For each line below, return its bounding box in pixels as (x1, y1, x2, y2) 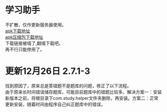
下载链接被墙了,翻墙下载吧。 (5, 40, 64, 46)
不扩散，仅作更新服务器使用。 (5, 22, 66, 28)
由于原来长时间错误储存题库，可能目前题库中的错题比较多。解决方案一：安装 (5, 89, 162, 95)
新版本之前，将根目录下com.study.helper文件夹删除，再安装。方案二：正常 (5, 95, 159, 101)
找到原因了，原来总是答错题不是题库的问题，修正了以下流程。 (5, 82, 132, 89)
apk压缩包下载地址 (5, 34, 44, 40)
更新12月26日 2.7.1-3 (5, 66, 90, 77)
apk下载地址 (5, 28, 31, 34)
